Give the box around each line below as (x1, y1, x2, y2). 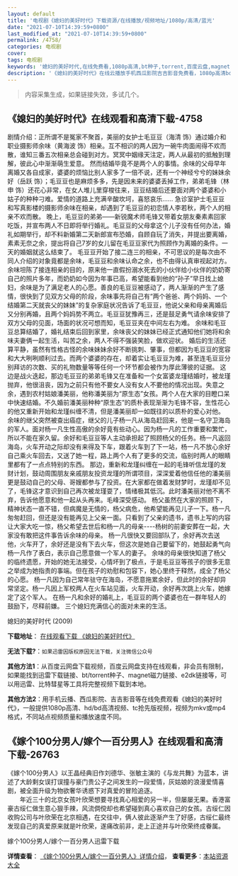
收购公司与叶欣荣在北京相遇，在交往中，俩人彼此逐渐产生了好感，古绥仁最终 (7, 813, 231, 821)
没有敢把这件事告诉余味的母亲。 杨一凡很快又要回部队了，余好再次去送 (13, 531, 220, 540)
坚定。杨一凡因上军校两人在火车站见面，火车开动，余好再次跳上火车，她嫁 (13, 584, 231, 593)
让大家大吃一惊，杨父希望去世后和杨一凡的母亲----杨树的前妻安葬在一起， (7, 522, 224, 531)
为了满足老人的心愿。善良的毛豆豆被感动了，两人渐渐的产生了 (38, 283, 218, 292)
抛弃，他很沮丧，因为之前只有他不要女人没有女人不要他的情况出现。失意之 (7, 380, 225, 389)
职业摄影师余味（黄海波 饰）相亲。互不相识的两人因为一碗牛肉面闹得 (7, 142, 208, 150)
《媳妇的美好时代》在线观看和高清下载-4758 (7, 113, 203, 125)
